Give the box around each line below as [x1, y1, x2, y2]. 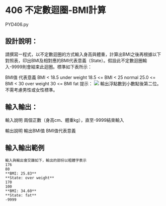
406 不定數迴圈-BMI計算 [5, 4, 106, 16]
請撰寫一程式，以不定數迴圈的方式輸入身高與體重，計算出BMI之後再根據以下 [5, 51, 162, 57]
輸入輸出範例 [5, 143, 45, 152]
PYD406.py [5, 21, 29, 27]
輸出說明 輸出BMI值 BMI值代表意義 [5, 128, 76, 134]
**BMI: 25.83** [5, 171, 37, 176]
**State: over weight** [5, 176, 55, 181]
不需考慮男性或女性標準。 [5, 87, 58, 93]
